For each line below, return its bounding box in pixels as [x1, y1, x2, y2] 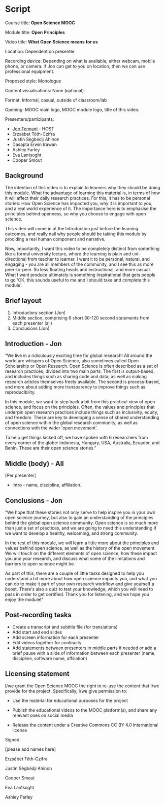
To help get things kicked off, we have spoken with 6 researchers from [5, 435, 148, 441]
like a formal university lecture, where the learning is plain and [5, 250, 132, 257]
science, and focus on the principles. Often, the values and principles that [5, 404, 155, 410]
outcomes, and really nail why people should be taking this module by [5, 231, 147, 237]
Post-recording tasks [5, 611, 71, 619]
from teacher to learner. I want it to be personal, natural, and [27, 256, 150, 262]
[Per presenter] [5, 472, 36, 479]
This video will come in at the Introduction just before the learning [5, 225, 139, 231]
